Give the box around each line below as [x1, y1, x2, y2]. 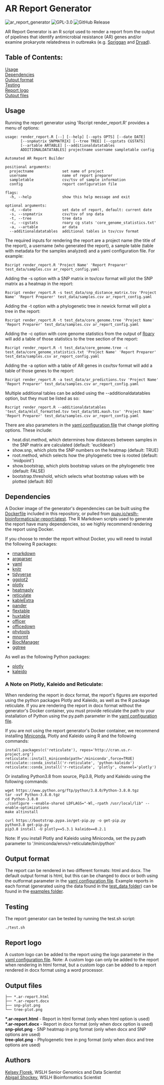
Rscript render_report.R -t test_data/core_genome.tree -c [5, 345, 128, 350]
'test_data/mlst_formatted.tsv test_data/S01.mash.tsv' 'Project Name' [5, 409, 154, 414]
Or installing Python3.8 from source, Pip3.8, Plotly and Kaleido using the [5, 773, 151, 779]
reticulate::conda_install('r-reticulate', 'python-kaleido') [5, 760, 135, 765]
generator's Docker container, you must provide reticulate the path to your [5, 707, 155, 714]
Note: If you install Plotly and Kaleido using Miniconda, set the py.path [5, 835, 146, 841]
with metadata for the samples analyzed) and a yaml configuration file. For [5, 248, 155, 254]
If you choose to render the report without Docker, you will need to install [5, 536, 153, 542]
